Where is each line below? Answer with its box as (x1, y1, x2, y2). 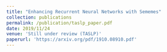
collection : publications (6, 14, 72, 20)
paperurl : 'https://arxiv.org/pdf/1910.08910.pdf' (6, 36, 137, 42)
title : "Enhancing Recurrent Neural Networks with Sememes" (6, 8, 162, 15)
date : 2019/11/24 (6, 25, 50, 32)
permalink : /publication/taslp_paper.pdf (6, 20, 113, 26)
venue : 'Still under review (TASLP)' (6, 31, 102, 37)
